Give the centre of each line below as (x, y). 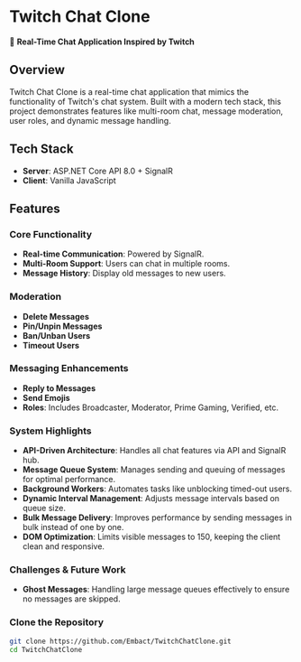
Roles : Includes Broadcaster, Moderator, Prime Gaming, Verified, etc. (150, 407)
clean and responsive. (64, 546)
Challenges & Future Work (68, 570)
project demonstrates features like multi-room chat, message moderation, (146, 111)
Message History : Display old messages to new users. (124, 274)
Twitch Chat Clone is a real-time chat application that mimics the (129, 91)
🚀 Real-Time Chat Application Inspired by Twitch (102, 42)
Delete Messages (56, 316)
